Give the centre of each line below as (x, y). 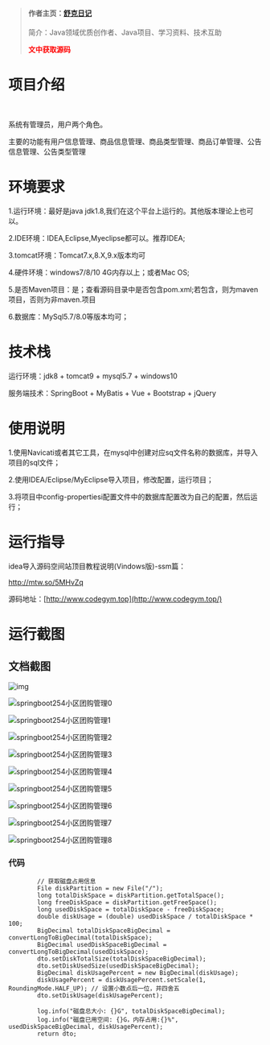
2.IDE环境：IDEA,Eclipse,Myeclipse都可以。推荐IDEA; (97, 238)
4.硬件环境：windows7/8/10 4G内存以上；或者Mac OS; (99, 273)
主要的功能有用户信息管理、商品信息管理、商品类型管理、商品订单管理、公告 (135, 142)
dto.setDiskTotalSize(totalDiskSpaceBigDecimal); (122, 959)
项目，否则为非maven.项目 (52, 299)
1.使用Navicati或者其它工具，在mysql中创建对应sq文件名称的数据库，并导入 (133, 452)
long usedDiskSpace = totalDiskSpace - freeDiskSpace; (131, 910)
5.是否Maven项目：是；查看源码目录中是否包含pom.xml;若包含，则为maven (133, 290)
